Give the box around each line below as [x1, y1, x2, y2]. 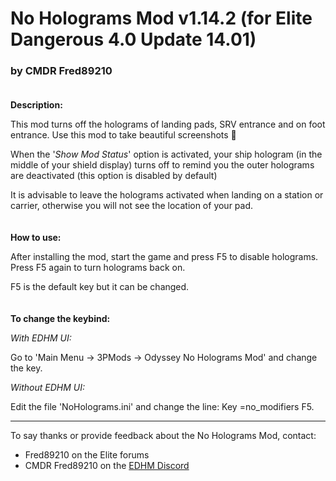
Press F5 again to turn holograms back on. [10, 262, 186, 274]
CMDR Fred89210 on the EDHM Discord [24, 460, 190, 472]
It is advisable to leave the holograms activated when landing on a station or [10, 189, 324, 201]
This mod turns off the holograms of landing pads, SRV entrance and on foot [10, 118, 326, 131]
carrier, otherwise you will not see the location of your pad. [10, 200, 254, 212]
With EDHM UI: [10, 332, 72, 344]
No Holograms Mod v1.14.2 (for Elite [10, 7, 313, 30]
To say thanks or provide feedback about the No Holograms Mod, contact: [10, 430, 317, 442]
